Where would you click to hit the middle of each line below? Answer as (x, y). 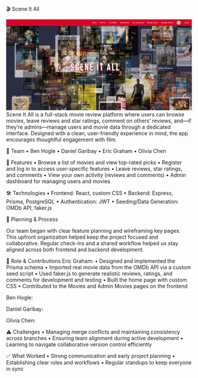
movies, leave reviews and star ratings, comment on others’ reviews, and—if (99, 120)
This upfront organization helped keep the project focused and (82, 237)
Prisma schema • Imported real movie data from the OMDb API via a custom (99, 267)
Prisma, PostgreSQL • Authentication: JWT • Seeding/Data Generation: (93, 201)
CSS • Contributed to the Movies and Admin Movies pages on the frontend (97, 286)
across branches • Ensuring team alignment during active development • (95, 338)
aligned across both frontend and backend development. (75, 249)
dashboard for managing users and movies (58, 181)
